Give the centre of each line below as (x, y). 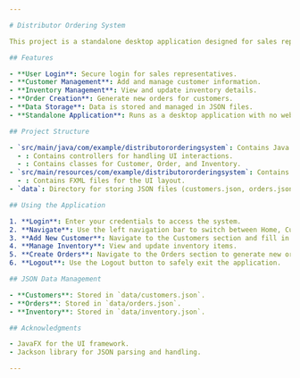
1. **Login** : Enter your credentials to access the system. (125, 221)
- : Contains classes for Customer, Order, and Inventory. (129, 164)
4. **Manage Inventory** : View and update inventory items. (124, 247)
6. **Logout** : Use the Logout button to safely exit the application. (145, 263)
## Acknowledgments (46, 328)
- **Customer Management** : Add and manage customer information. (135, 82)
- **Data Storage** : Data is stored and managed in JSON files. (131, 107)
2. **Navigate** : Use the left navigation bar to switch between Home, (145, 230)
